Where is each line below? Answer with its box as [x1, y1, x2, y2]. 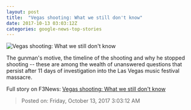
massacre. [6, 74, 32, 81]
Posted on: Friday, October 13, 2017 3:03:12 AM [21, 97, 141, 105]
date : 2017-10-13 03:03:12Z [6, 20, 78, 26]
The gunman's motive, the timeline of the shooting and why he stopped [6, 54, 186, 61]
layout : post [6, 9, 40, 15]
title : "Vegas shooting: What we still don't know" [6, 15, 143, 21]
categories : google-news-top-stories [6, 26, 102, 32]
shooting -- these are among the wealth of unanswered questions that [6, 61, 182, 68]
